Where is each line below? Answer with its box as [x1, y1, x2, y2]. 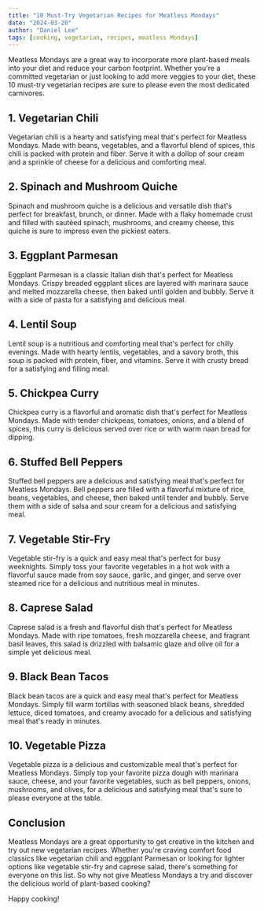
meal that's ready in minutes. [8, 716, 102, 725]
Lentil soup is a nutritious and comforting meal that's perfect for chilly [8, 339, 234, 348]
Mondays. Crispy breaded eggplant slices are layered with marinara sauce [8, 278, 249, 287]
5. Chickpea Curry [8, 387, 100, 400]
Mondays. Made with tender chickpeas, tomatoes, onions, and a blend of [8, 416, 245, 425]
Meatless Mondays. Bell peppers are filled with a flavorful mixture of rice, [8, 485, 246, 494]
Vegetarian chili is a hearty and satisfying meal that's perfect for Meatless [8, 132, 247, 142]
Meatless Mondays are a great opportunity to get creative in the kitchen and [8, 837, 255, 846]
